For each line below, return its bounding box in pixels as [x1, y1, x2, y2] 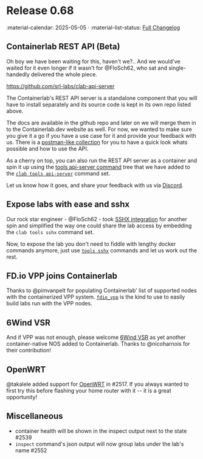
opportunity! [6, 394, 38, 400]
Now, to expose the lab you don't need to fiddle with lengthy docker [6, 240, 176, 247]
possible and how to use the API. [6, 144, 89, 152]
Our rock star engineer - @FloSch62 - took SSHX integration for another [6, 215, 187, 222]
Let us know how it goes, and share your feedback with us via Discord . [6, 181, 184, 189]
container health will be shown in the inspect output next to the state [15, 427, 187, 435]
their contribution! [6, 347, 52, 354]
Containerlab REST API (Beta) [6, 41, 120, 52]
